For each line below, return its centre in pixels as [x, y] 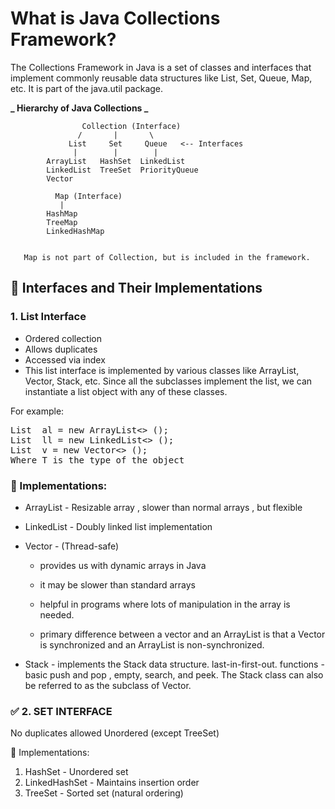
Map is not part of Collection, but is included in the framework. [167, 257]
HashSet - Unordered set [76, 772]
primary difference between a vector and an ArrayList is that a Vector [182, 634]
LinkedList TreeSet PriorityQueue [122, 170]
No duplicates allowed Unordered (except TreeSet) [115, 733]
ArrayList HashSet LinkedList [116, 161]
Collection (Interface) [131, 126]
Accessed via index [65, 359]
